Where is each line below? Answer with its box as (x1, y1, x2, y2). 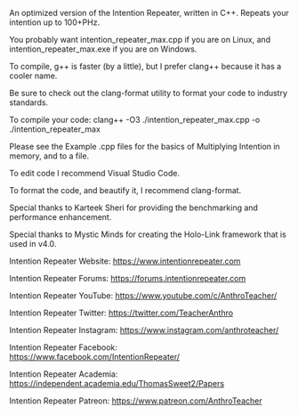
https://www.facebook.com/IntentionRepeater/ (9, 352, 181, 362)
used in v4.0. (9, 239, 57, 248)
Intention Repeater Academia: (9, 369, 118, 379)
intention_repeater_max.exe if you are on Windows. (9, 44, 197, 54)
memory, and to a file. (9, 151, 90, 161)
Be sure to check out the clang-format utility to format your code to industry (9, 88, 287, 98)
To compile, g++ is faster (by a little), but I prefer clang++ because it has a (9, 61, 282, 71)
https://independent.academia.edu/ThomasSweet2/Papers (9, 378, 225, 388)
